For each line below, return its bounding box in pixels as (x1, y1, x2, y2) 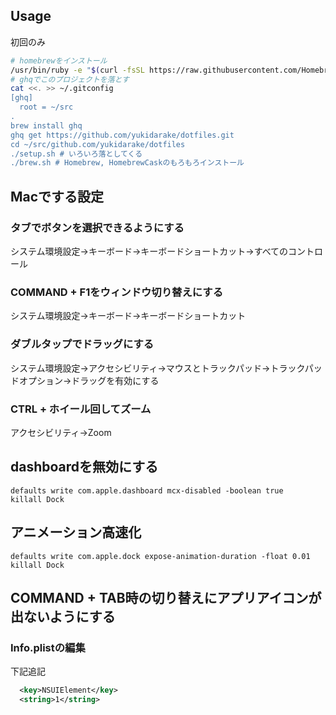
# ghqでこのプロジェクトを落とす (10, 74, 130, 84)
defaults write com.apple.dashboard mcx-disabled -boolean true (10, 485, 284, 496)
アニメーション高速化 (10, 524, 142, 541)
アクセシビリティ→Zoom (10, 426, 112, 438)
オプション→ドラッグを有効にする (18, 374, 160, 386)
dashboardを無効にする (10, 459, 159, 476)
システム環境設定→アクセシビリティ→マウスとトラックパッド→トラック (10, 362, 305, 374)
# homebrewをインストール (10, 55, 108, 66)
